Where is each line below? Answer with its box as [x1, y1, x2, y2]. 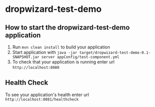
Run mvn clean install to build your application [12, 44, 110, 50]
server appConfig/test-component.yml [41, 54, 120, 59]
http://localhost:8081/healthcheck [5, 97, 79, 102]
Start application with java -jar [12, 50, 77, 55]
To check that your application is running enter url [12, 59, 115, 65]
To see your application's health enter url [5, 92, 89, 98]
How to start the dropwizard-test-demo [5, 23, 130, 32]
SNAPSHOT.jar [12, 54, 40, 59]
